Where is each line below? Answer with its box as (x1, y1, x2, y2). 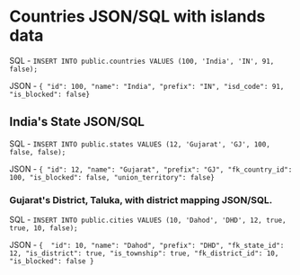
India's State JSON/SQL (9, 114, 146, 129)
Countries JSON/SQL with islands (9, 6, 266, 27)
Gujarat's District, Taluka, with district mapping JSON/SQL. (9, 193, 273, 206)
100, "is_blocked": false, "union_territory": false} (9, 173, 216, 182)
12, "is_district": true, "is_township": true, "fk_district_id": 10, (9, 249, 279, 258)
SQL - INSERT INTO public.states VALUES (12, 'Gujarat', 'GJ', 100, (9, 137, 271, 149)
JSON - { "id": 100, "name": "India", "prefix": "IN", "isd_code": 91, (9, 80, 285, 91)
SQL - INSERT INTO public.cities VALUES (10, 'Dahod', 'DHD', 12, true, (9, 214, 287, 226)
